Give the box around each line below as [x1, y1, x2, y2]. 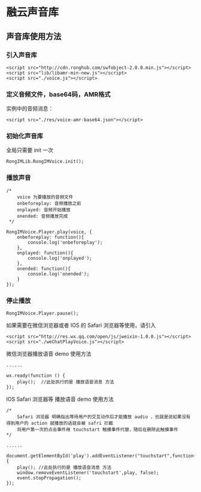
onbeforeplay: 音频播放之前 [17, 200, 82, 206]
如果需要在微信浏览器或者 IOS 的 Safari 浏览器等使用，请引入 [6, 322, 156, 329]
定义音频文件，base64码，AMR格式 [6, 90, 111, 98]
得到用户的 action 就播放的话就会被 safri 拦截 [6, 421, 114, 427]
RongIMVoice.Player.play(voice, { [6, 229, 93, 235]
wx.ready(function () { [6, 373, 66, 379]
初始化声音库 [6, 132, 44, 140]
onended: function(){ [17, 265, 71, 272]
